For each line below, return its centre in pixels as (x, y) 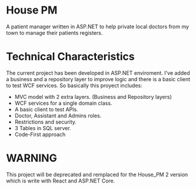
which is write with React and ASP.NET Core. (61, 181)
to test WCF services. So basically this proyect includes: (74, 85)
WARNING (31, 158)
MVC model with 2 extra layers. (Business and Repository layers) (93, 97)
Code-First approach (40, 134)
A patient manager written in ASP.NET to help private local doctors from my (98, 26)
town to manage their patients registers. (54, 32)
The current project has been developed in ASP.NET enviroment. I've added (98, 73)
